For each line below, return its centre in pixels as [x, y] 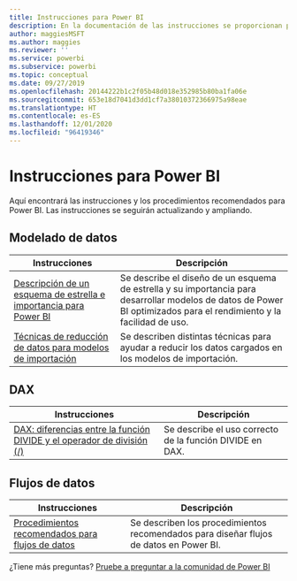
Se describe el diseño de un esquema [198, 278]
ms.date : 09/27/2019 [47, 83]
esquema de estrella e [60, 294]
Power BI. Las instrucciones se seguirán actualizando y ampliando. [131, 210]
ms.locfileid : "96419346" [57, 133]
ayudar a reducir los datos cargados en [201, 348]
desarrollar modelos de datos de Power [202, 300]
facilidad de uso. [154, 322]
